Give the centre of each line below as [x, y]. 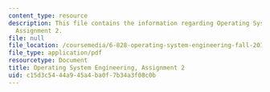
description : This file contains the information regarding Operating [129, 23]
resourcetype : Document [48, 61]
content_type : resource [48, 16]
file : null [27, 38]
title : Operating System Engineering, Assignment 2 [96, 68]
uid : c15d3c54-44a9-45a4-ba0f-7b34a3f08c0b [82, 75]
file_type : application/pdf [55, 53]
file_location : [34, 46]
